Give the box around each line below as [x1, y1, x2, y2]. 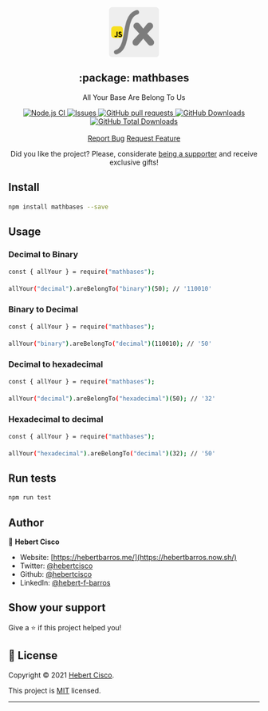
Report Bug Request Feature [87, 133, 181, 143]
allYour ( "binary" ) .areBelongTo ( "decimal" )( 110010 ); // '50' [8, 340, 213, 348]
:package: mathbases [78, 71, 190, 85]
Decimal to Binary [8, 248, 78, 260]
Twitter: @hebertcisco [19, 561, 93, 570]
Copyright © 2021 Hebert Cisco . [8, 670, 115, 680]
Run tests [8, 471, 57, 485]
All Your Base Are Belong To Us [82, 92, 186, 102]
